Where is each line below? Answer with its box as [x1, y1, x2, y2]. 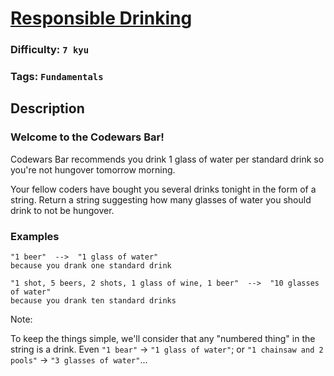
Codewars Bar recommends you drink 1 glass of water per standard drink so [10, 153, 325, 165]
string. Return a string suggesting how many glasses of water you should [10, 193, 312, 206]
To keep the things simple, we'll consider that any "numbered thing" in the [10, 333, 316, 345]
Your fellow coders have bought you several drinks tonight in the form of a [10, 183, 317, 195]
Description [10, 100, 85, 117]
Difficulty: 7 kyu [10, 43, 90, 57]
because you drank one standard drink [10, 261, 172, 271]
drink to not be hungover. [10, 204, 115, 216]
